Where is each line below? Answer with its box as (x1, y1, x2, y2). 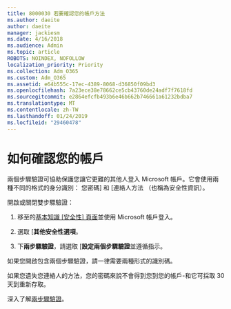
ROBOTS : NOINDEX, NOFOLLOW (7, 55, 85, 62)
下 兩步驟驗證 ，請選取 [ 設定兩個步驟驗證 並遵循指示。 (17, 242, 167, 250)
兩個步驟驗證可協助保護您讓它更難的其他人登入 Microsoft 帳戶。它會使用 (7, 175, 213, 183)
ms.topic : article (7, 49, 60, 56)
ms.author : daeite (7, 17, 60, 23)
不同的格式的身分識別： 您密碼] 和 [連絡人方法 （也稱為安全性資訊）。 (12, 183, 209, 192)
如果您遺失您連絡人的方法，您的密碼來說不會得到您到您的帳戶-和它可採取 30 (7, 272, 225, 280)
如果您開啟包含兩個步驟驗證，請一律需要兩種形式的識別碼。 (7, 257, 177, 266)
